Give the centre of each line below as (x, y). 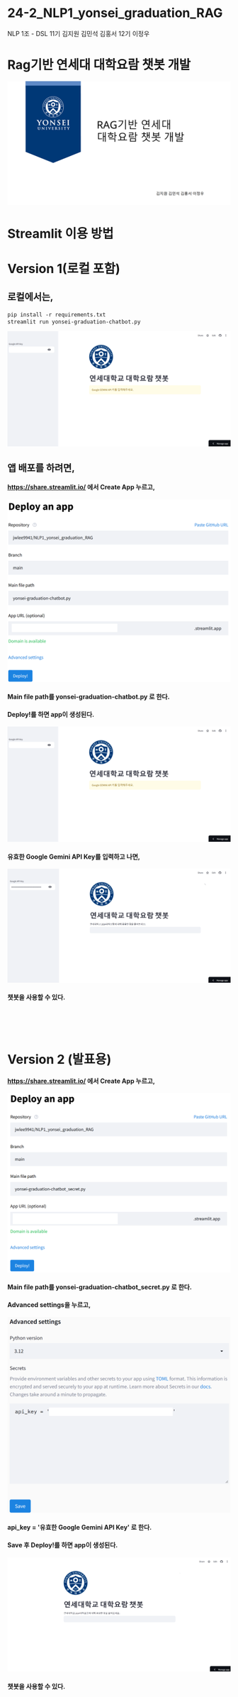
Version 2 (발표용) (59, 1060)
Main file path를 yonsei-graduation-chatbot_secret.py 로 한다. (100, 1287)
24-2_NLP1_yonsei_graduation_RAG (115, 13)
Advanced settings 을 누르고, (49, 1304)
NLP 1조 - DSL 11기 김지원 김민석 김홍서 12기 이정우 (79, 33)
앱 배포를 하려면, (41, 468)
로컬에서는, (30, 297)
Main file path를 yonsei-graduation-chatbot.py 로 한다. (89, 697)
